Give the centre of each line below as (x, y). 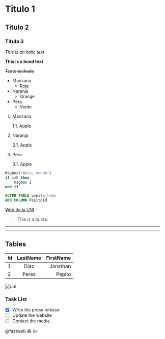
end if (12, 187)
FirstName (58, 258)
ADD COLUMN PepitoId (26, 201)
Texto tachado (20, 71)
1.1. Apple (22, 126)
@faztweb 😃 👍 (21, 331)
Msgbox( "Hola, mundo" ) (28, 173)
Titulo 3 (14, 41)
